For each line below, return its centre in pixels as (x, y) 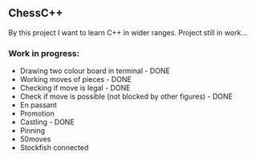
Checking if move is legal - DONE (75, 88)
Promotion (37, 114)
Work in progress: (44, 53)
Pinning (32, 131)
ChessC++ (36, 13)
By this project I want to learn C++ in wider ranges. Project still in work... (128, 32)
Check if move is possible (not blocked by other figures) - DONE (126, 96)
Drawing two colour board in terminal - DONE (95, 71)
